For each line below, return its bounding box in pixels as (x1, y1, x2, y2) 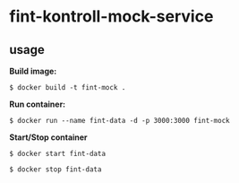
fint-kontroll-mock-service (9, 6, 214, 27)
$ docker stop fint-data (9, 165, 102, 174)
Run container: (9, 99, 66, 109)
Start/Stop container (9, 132, 88, 143)
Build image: (9, 65, 57, 76)
